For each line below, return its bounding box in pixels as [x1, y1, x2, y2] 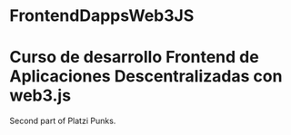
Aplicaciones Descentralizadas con [9, 66, 283, 87]
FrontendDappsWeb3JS [9, 5, 195, 26]
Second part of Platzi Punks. [9, 115, 116, 127]
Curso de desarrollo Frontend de [9, 47, 259, 68]
